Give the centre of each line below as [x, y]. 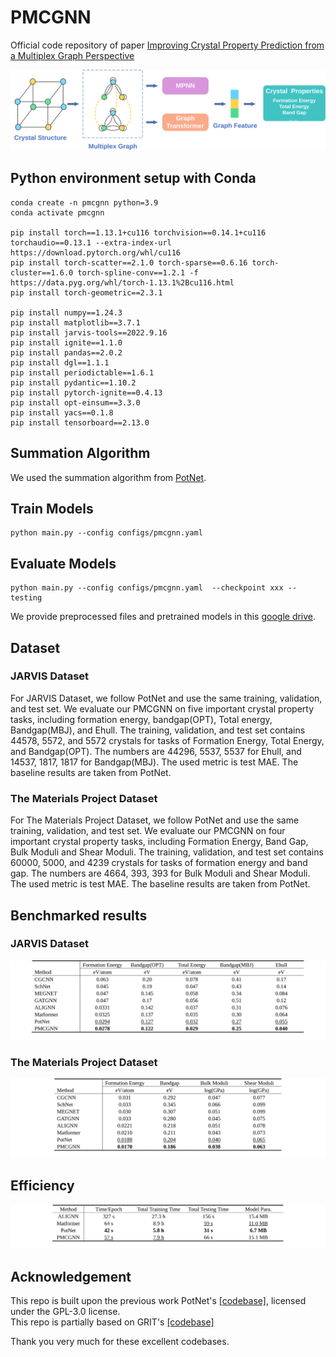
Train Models [52, 508]
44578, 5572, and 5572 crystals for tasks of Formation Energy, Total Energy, [167, 740]
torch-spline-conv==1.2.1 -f [138, 272]
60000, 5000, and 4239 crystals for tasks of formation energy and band [159, 863]
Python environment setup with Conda [133, 178]
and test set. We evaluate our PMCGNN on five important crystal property [162, 708]
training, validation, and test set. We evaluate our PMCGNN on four [148, 831]
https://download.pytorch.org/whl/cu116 [96, 252]
